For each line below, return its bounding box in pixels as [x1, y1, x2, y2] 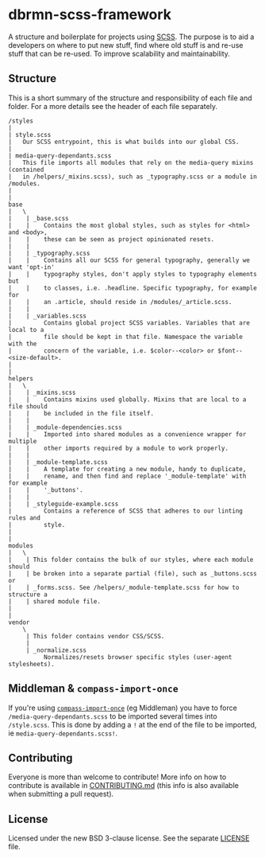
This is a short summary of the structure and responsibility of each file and [8, 93, 252, 103]
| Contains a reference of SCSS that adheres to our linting [8, 507, 244, 515]
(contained [8, 166, 44, 174]
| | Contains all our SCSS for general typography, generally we [8, 256, 250, 264]
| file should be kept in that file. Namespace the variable [8, 333, 244, 341]
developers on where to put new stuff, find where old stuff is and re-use [8, 40, 244, 49]
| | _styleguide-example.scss [8, 500, 119, 508]
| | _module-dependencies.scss [8, 423, 123, 431]
